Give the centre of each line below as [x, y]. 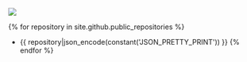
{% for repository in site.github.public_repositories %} [96, 27]
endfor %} [37, 50]
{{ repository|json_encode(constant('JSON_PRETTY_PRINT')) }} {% [129, 42]
